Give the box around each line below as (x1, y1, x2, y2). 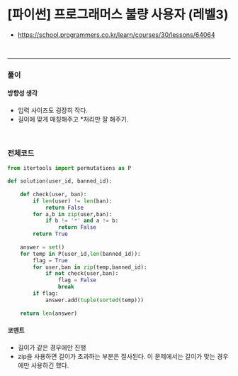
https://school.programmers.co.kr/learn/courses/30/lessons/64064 (17, 30, 215, 39)
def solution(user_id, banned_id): (7, 178, 113, 185)
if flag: (33, 290, 59, 297)
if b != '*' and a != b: (45, 217, 119, 225)
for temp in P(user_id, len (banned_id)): (20, 250, 141, 257)
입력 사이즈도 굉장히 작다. (17, 106, 89, 114)
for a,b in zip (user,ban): (33, 210, 113, 217)
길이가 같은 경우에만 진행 (17, 343, 86, 352)
